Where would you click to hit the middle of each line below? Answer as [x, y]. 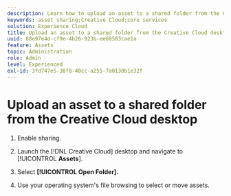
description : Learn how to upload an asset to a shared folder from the [113, 13]
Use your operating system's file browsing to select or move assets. [113, 185]
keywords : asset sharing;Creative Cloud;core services [87, 20]
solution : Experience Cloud [47, 26]
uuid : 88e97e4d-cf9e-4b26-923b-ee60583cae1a [72, 39]
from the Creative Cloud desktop [102, 119]
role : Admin [24, 58]
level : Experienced [35, 64]
